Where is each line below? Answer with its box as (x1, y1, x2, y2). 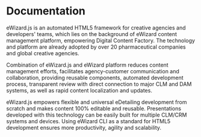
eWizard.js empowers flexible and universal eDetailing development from (6, 98, 187, 106)
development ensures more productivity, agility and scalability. (6, 124, 161, 131)
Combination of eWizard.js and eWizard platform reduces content (6, 61, 169, 68)
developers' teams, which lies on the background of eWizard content (6, 30, 178, 37)
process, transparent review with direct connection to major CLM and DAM (6, 80, 192, 88)
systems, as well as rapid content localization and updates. (6, 87, 152, 94)
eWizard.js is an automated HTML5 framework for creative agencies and (6, 24, 186, 31)
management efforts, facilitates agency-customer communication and (6, 67, 179, 75)
